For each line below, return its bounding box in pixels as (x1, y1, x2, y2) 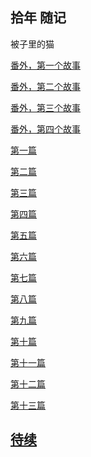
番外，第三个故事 (10, 101, 81, 113)
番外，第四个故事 (10, 123, 81, 135)
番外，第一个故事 (10, 59, 81, 71)
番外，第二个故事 (10, 80, 81, 92)
